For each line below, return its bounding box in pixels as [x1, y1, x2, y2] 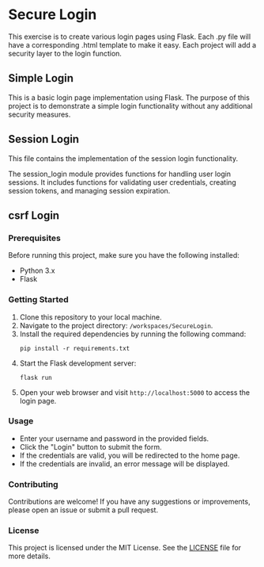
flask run [19, 374, 53, 381]
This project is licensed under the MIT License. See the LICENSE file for [8, 543, 242, 553]
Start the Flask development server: [19, 358, 137, 368]
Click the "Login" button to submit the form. [19, 442, 162, 451]
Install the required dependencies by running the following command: [19, 329, 247, 339]
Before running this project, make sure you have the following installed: [8, 251, 239, 260]
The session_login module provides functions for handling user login [8, 169, 232, 178]
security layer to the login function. [8, 48, 123, 58]
